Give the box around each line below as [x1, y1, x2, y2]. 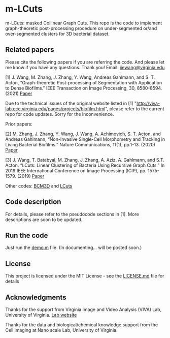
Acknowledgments [5, 293, 67, 301]
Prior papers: [5, 120, 33, 127]
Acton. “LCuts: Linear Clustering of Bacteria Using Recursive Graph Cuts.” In [5, 162, 165, 168]
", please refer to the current [105, 105, 164, 112]
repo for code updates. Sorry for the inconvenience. [5, 111, 114, 117]
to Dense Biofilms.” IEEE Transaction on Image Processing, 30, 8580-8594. [5, 85, 162, 91]
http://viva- [136, 100, 160, 106]
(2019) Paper [17, 173, 45, 179]
